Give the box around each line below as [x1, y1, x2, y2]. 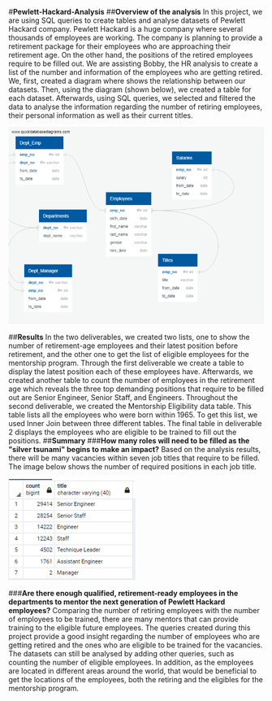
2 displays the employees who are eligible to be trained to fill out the [8, 427, 237, 437]
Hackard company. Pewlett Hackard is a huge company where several [8, 24, 244, 33]
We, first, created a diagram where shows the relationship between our [8, 76, 246, 85]
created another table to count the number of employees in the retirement [8, 375, 256, 385]
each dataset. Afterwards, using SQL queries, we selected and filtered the [8, 94, 256, 102]
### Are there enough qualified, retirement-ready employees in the [8, 588, 239, 598]
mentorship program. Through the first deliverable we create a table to [8, 358, 244, 368]
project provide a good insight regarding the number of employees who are [8, 631, 260, 641]
